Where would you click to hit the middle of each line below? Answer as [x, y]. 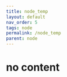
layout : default [26, 17]
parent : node [22, 38]
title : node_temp [27, 11]
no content [33, 67]
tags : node [19, 28]
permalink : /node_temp [33, 33]
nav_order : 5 [22, 22]
